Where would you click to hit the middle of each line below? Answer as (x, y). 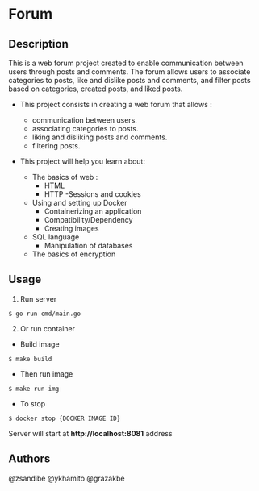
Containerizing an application (93, 211)
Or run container (47, 328)
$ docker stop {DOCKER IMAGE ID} (65, 418)
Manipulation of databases (88, 245)
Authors (29, 459)
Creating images (71, 228)
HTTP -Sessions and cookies (92, 194)
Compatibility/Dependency (88, 220)
